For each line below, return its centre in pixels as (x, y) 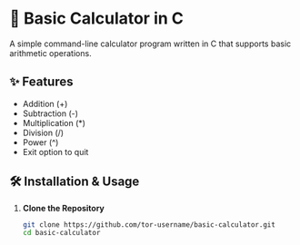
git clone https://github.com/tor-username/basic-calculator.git (149, 225)
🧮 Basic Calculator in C (97, 19)
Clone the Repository (63, 208)
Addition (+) (45, 103)
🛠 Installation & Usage (75, 182)
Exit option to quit (55, 152)
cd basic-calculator (61, 233)
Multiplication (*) (54, 122)
